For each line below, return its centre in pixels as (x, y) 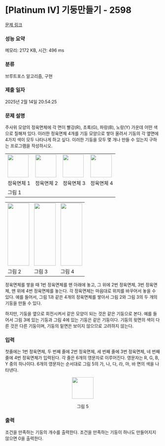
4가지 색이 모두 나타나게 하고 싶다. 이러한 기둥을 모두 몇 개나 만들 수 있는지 (77, 140)
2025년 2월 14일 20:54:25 (31, 102)
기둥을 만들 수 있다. (23, 303)
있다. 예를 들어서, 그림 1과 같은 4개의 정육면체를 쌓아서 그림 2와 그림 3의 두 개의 (81, 297)
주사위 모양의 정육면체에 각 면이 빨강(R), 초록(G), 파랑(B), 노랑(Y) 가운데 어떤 (79, 127)
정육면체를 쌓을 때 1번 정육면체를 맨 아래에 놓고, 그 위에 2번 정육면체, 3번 (75, 285)
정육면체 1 (19, 183)
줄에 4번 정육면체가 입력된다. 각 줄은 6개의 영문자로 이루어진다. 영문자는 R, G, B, (82, 358)
